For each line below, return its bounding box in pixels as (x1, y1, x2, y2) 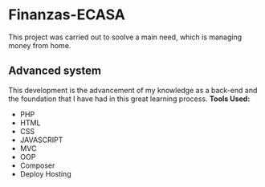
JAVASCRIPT (19, 135, 63, 144)
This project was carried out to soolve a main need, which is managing (8, 32, 243, 42)
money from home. (8, 40, 71, 50)
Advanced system (8, 64, 102, 78)
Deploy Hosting (19, 169, 71, 178)
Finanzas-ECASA (8, 6, 126, 24)
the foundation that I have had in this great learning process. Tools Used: (8, 94, 251, 104)
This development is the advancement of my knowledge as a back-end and (8, 85, 258, 95)
